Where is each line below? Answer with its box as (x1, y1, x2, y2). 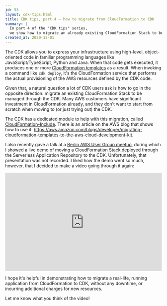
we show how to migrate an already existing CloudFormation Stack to (9, 30, 157, 35)
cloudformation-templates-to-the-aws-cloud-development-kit (5, 132, 133, 138)
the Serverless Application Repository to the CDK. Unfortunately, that (5, 152, 147, 158)
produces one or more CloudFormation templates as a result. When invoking (5, 64, 162, 70)
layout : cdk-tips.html (5, 12, 52, 17)
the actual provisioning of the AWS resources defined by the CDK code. (5, 75, 152, 81)
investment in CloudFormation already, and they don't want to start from (5, 101, 153, 107)
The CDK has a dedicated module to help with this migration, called (5, 116, 143, 122)
